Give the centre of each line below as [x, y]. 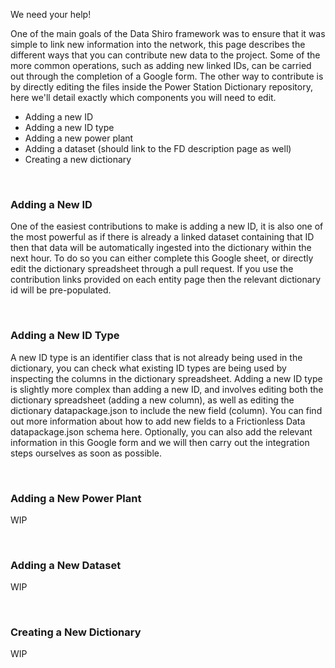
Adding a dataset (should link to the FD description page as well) [158, 148]
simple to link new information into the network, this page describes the [158, 44]
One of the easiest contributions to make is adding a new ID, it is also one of [167, 226]
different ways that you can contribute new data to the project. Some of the [165, 55]
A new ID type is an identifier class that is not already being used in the [156, 357]
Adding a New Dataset [66, 565]
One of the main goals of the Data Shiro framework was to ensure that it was [168, 33]
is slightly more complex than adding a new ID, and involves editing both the [167, 389]
